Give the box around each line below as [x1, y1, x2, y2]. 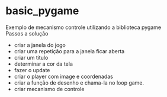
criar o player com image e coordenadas [14, 73, 113, 80]
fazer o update [14, 66, 50, 73]
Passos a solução [5, 30, 49, 37]
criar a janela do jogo [14, 41, 66, 48]
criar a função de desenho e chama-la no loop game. [14, 79, 144, 86]
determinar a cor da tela [14, 60, 73, 67]
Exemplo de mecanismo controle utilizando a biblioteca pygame [5, 24, 161, 31]
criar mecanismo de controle [14, 85, 85, 92]
